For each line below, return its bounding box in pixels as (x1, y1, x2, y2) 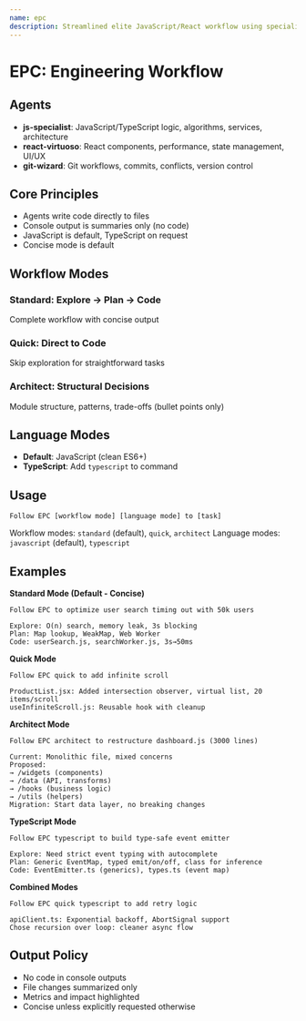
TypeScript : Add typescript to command (22, 461, 178, 472)
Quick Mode (9, 653, 56, 665)
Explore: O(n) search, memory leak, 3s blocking (9, 621, 198, 631)
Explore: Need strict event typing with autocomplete (9, 850, 219, 859)
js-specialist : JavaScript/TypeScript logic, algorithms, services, (22, 121, 262, 132)
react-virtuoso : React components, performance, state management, (22, 140, 285, 151)
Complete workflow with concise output (9, 314, 159, 324)
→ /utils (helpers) (9, 792, 84, 801)
